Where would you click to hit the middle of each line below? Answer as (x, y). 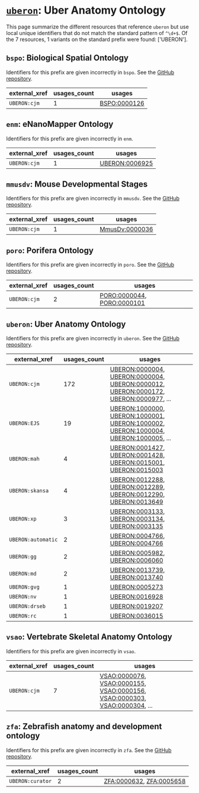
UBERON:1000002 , (137, 423)
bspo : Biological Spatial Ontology (68, 58)
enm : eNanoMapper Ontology (60, 124)
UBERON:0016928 (137, 597)
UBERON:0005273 (137, 587)
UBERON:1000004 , (137, 431)
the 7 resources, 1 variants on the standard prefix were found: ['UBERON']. (97, 39)
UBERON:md (23, 573)
